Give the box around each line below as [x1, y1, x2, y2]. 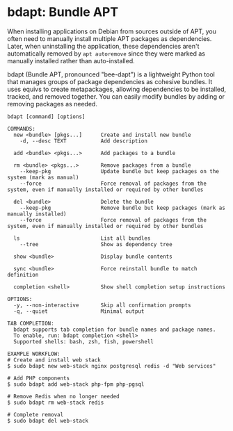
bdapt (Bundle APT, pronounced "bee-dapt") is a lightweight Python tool [7, 70, 216, 79]
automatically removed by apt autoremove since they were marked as [7, 49, 205, 58]
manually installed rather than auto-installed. [7, 56, 136, 65]
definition [7, 271, 39, 278]
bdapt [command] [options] [7, 113, 86, 120]
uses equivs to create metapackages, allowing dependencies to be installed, [7, 85, 227, 93]
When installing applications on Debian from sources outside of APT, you [7, 27, 217, 35]
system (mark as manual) [7, 174, 79, 181]
